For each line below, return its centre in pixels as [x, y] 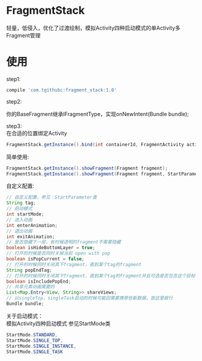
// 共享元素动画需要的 [31, 287]
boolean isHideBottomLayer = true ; [51, 248]
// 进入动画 [20, 220]
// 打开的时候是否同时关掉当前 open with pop [58, 253]
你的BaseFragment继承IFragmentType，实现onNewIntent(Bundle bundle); [98, 114]
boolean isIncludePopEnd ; [38, 281]
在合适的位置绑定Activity [37, 133]
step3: [14, 126]
